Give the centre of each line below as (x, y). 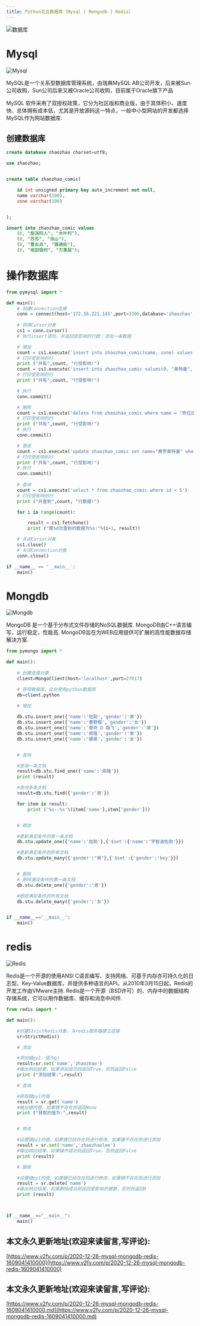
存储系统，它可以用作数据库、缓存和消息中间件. (65, 998)
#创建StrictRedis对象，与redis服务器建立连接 (68, 1031)
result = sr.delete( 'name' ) (51, 1183)
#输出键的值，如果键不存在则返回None (57, 1108)
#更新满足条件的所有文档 (43, 853)
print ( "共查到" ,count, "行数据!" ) (58, 501)
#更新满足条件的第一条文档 (45, 836)
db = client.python (38, 695)
